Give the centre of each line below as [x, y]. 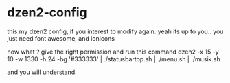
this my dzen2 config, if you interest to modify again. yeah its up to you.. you [115, 31]
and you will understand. [42, 72]
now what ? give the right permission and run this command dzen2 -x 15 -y [113, 52]
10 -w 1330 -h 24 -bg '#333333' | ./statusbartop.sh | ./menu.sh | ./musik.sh [114, 59]
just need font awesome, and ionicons [61, 38]
